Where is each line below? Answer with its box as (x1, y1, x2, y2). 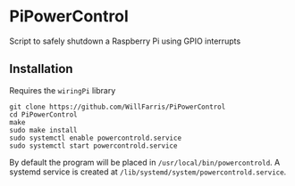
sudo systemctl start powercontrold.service (9, 141, 178, 150)
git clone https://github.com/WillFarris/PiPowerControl (9, 102, 226, 111)
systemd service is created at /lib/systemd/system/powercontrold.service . (9, 166, 287, 177)
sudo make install (9, 125, 78, 134)
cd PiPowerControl (9, 109, 78, 119)
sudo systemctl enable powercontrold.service (9, 133, 181, 142)
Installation (9, 61, 73, 77)
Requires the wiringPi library (9, 85, 116, 95)
